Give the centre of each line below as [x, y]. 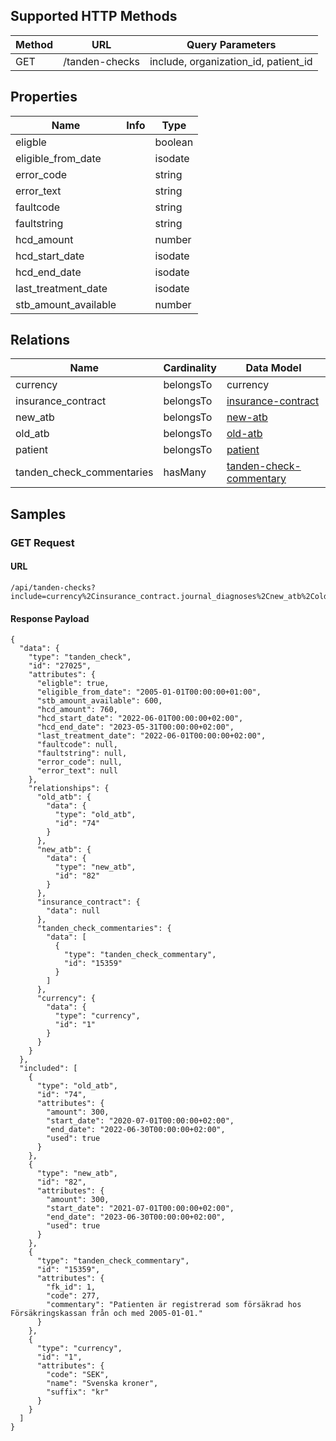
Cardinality [190, 368]
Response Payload [50, 618]
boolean [174, 142]
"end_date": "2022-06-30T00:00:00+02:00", [136, 1130]
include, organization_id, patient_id [231, 61]
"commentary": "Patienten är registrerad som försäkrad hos [174, 1305]
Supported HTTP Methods [94, 16]
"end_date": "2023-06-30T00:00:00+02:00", [136, 1217]
